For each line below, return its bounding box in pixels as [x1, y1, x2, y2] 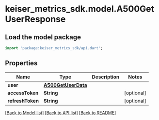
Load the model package [5, 33, 81, 41]
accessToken [7, 90, 39, 96]
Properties [5, 59, 38, 67]
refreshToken [7, 97, 39, 104]
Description [92, 74, 120, 80]
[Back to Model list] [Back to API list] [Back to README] [5, 110, 116, 116]
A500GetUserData [43, 81, 87, 88]
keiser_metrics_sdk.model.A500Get [5, 3, 154, 15]
